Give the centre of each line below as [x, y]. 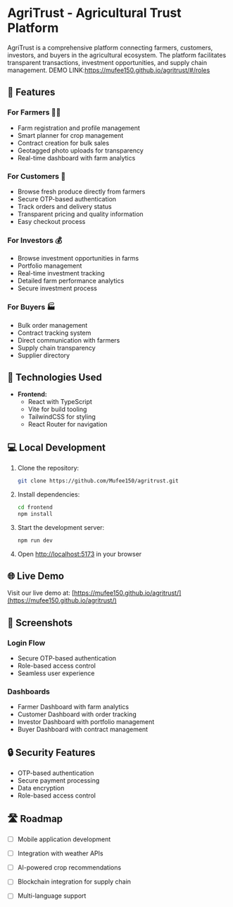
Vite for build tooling [57, 409]
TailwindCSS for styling [62, 417]
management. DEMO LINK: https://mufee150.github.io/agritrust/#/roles [109, 70]
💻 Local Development [56, 447]
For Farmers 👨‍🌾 [34, 112]
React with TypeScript [60, 402]
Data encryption [41, 788]
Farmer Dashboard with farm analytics [73, 707]
